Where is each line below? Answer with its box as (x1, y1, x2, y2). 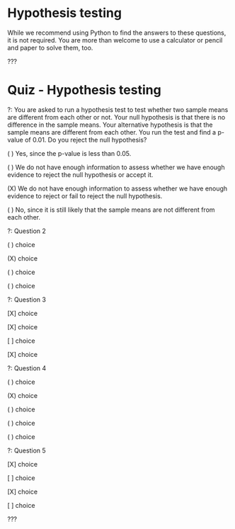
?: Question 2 (7, 227, 46, 235)
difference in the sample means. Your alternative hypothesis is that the (7, 120, 213, 129)
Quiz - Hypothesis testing (7, 82, 161, 98)
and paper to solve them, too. (7, 43, 93, 52)
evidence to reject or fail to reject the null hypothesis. (7, 191, 163, 200)
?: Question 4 (7, 363, 47, 372)
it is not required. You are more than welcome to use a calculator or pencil (7, 35, 223, 44)
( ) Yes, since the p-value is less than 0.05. (7, 149, 132, 157)
